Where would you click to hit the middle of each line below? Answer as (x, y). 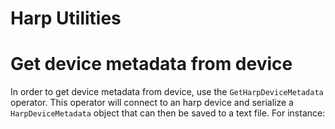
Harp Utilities (66, 18)
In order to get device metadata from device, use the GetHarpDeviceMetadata (167, 92)
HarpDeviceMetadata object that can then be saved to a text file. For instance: (168, 113)
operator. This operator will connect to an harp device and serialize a (152, 103)
